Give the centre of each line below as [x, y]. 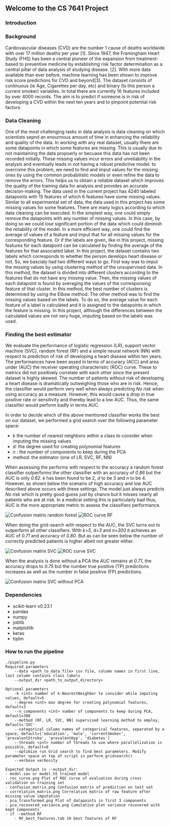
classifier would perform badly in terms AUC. [52, 405]
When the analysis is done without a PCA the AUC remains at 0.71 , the [78, 561]
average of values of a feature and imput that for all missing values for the [82, 235]
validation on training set [35, 783]
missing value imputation [32, 796]
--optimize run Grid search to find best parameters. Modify [80, 752]
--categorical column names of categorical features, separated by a [90, 729]
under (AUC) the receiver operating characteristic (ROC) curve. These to [81, 367]
